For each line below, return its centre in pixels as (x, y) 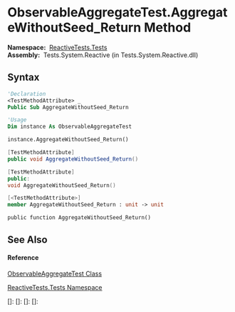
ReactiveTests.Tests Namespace (55, 287)
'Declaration (27, 94)
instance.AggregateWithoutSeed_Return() (68, 140)
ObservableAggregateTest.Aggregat (117, 12)
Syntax (23, 77)
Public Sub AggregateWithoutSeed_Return (68, 107)
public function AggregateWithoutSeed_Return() (79, 218)
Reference (23, 258)
